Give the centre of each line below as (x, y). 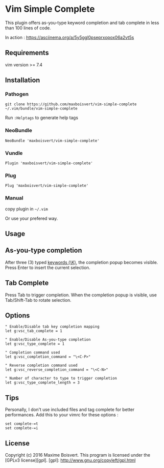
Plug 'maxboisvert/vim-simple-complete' (47, 186)
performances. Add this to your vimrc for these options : (62, 415)
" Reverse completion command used (41, 366)
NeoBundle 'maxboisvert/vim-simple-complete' (52, 141)
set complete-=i (22, 428)
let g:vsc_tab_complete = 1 (34, 331)
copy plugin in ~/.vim (26, 209)
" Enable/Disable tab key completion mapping (52, 327)
